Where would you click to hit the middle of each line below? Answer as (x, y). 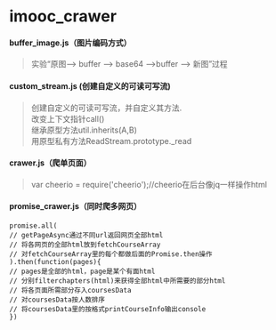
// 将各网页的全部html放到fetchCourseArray (85, 245)
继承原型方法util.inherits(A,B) (84, 130)
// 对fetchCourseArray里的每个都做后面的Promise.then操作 (111, 254)
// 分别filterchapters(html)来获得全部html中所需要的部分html (118, 281)
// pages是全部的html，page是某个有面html (82, 271)
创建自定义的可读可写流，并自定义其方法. (106, 108)
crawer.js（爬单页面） (50, 163)
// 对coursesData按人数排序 (57, 300)
